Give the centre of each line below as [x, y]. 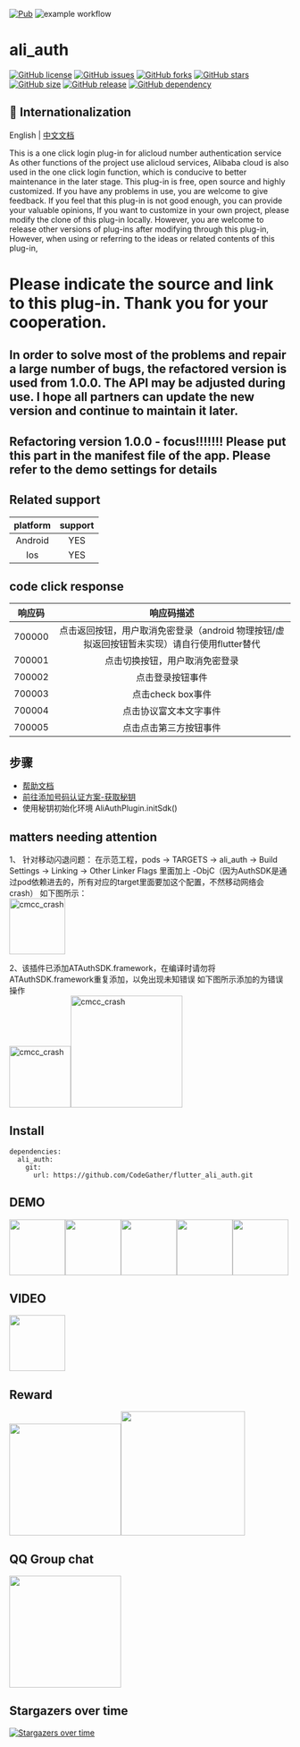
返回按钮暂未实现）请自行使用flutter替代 [176, 644]
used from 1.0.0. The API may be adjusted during [147, 383]
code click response [67, 586]
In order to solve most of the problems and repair [148, 355]
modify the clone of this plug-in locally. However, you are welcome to [137, 219]
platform [33, 525]
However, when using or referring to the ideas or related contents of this [142, 238]
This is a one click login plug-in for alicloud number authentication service [146, 153]
